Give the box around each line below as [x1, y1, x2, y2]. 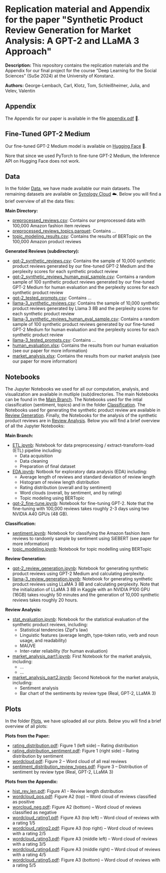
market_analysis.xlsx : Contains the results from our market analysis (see [12, 353, 160, 359]
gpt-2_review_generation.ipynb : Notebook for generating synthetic [12, 566, 149, 572]
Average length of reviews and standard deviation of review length [19, 474, 156, 480]
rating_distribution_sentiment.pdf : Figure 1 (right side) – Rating [12, 748, 139, 754]
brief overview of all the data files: [5, 198, 75, 204]
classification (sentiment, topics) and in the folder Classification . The [5, 402, 145, 408]
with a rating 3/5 [12, 841, 46, 847]
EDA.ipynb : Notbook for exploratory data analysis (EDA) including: [12, 469, 148, 475]
